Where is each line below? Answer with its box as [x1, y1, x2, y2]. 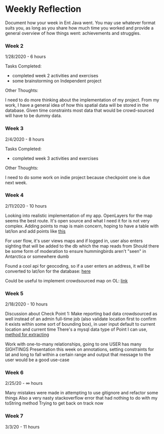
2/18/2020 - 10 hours [5, 301, 48, 307]
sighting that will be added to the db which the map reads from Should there [5, 243, 160, 249]
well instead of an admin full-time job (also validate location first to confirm [5, 316, 157, 322]
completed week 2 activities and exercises [12, 73, 99, 79]
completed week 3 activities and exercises [12, 155, 99, 161]
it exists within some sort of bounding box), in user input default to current [5, 321, 156, 327]
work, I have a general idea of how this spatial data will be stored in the [5, 102, 149, 108]
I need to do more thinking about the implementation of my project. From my [5, 97, 160, 103]
